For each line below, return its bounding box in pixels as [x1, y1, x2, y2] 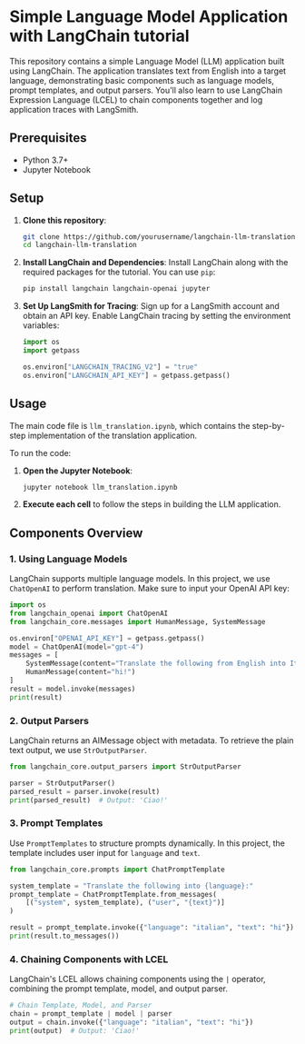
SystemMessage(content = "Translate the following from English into [25, 659, 286, 669]
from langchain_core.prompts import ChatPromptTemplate [9, 865, 225, 874]
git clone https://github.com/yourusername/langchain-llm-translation [22, 232, 296, 242]
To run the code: [9, 447, 72, 458]
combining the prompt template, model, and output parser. [9, 983, 229, 994]
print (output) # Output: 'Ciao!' [9, 1026, 141, 1035]
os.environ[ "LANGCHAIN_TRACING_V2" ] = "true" [22, 362, 198, 372]
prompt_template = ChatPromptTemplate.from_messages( [9, 890, 218, 899]
